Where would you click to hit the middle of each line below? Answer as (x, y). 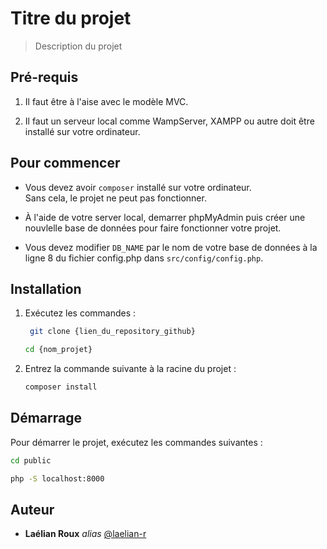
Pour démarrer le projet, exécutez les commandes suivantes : (136, 442)
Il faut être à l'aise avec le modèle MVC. (106, 101)
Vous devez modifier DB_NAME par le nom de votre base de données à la (171, 247)
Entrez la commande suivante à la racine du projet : (130, 369)
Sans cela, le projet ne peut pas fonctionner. (115, 198)
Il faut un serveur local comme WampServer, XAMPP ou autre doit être (169, 121)
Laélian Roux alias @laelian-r (85, 534)
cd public (31, 460)
